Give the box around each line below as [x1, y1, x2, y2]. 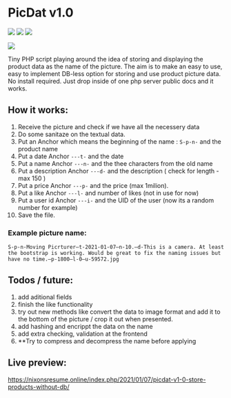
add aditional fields [17, 292, 72, 301]
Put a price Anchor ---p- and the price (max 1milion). [17, 181, 169, 189]
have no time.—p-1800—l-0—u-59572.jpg [8, 256, 119, 263]
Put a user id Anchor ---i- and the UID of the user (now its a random [17, 196, 214, 205]
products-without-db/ [8, 382, 70, 391]
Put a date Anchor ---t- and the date [17, 152, 124, 160]
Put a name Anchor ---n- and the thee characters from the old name [17, 159, 213, 167]
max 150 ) [17, 174, 46, 182]
